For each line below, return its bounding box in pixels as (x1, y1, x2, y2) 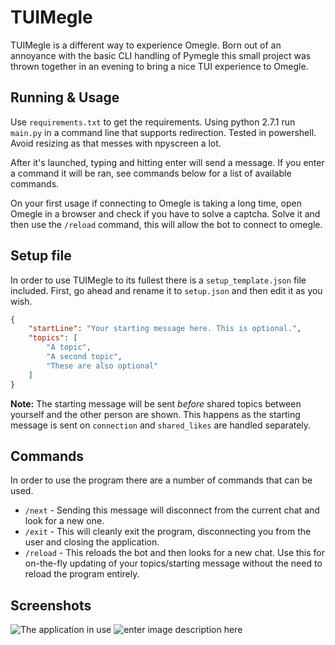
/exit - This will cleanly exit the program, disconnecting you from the (24, 526, 312, 538)
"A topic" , (46, 342, 92, 353)
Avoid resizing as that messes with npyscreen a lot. (10, 137, 222, 149)
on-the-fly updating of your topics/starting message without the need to (24, 557, 323, 570)
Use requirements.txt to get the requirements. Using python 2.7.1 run (10, 116, 296, 128)
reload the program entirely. (24, 568, 140, 580)
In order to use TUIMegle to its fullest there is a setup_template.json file (10, 274, 307, 286)
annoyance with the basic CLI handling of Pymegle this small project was (10, 49, 312, 61)
